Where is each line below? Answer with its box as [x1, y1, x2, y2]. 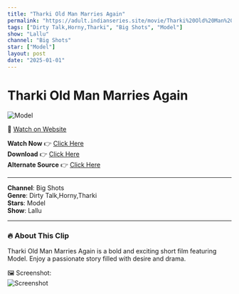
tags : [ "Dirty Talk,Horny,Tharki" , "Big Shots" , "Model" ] [7, 23, 183, 31]
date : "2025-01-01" [7, 57, 65, 64]
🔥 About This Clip [7, 231, 70, 241]
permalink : [7, 17, 40, 24]
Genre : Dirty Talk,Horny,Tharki [7, 191, 97, 199]
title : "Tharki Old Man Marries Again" [7, 10, 126, 18]
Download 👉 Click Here [7, 149, 80, 158]
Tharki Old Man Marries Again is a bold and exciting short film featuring [7, 246, 217, 255]
